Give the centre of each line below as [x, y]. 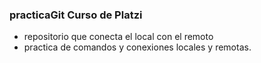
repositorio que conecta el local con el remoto [118, 37]
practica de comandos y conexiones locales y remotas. [137, 47]
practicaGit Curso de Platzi [76, 15]
